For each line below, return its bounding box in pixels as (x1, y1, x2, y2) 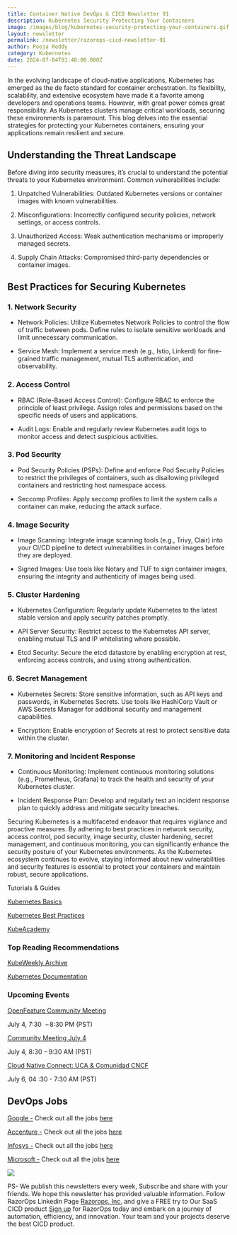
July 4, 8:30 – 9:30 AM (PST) (7, 1047, 92, 1056)
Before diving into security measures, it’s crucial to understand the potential (7, 168, 229, 176)
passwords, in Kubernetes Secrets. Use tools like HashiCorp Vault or (17, 697, 218, 705)
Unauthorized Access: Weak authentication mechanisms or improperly (17, 232, 224, 240)
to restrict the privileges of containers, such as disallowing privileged (17, 473, 219, 482)
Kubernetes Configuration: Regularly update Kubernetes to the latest (17, 606, 218, 615)
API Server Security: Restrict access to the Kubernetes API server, (17, 627, 211, 636)
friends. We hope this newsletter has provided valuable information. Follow (7, 1190, 225, 1198)
